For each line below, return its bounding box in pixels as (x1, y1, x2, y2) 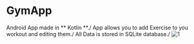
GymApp (6, 4, 52, 18)
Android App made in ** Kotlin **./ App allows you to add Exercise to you (6, 24, 189, 31)
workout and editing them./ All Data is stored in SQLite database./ (6, 30, 170, 37)
